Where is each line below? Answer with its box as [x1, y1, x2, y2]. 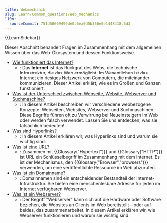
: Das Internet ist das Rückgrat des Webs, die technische [19, 65, 137, 71]
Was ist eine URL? [12, 144, 50, 149]
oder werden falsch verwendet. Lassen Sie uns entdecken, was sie [19, 117, 158, 123]
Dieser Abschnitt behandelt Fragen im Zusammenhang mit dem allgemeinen [5, 44, 161, 50]
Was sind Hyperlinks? [12, 128, 57, 134]
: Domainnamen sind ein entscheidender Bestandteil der [19, 175, 136, 181]
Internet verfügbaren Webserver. [19, 186, 87, 192]
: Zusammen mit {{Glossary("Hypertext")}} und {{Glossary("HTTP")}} [19, 149, 163, 155]
